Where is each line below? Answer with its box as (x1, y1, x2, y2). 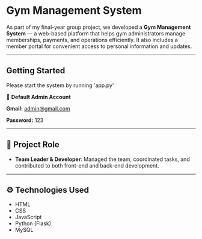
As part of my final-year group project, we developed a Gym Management (6, 23, 191, 31)
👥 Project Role (6, 139, 60, 150)
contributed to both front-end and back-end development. (14, 162, 159, 169)
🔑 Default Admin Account (6, 93, 71, 100)
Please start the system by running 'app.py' (6, 82, 114, 89)
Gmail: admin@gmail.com (6, 104, 70, 112)
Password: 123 (6, 116, 44, 124)
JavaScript (14, 214, 42, 221)
